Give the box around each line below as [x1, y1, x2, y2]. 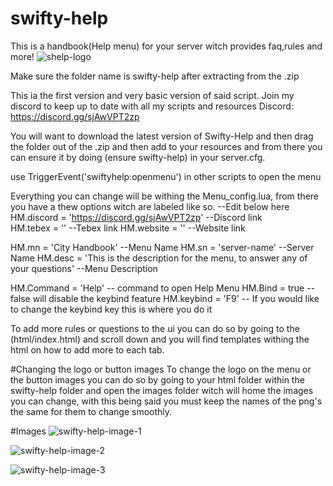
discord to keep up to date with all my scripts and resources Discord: [10, 100, 294, 112]
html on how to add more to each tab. [10, 343, 165, 356]
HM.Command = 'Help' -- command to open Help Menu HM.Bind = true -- [10, 282, 316, 294]
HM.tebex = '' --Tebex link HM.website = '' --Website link [10, 222, 246, 234]
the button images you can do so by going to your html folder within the [10, 373, 305, 386]
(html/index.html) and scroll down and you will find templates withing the [10, 333, 310, 345]
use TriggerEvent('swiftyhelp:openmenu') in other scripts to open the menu [10, 170, 322, 182]
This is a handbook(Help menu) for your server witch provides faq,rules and [10, 40, 323, 52]
